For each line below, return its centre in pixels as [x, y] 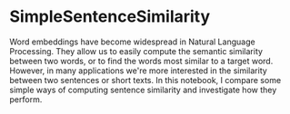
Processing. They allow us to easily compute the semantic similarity [136, 51]
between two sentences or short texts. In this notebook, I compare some [145, 80]
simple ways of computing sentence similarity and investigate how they [143, 90]
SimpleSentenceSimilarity [110, 17]
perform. [26, 99]
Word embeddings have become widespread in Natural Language [133, 42]
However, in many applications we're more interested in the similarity [139, 71]
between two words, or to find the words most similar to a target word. [141, 61]
